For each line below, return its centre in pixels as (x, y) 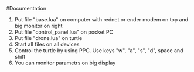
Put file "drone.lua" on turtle (48, 38)
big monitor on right (38, 26)
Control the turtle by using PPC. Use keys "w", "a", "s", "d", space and (99, 51)
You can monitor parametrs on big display (65, 63)
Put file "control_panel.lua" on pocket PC (64, 32)
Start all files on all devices (47, 44)
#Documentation (26, 8)
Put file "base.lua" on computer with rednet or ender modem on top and (101, 19)
